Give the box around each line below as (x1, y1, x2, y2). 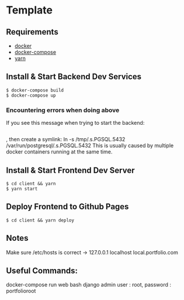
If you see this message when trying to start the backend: (6, 120, 145, 127)
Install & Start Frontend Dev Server (6, 165, 135, 175)
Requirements (6, 27, 58, 37)
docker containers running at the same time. (6, 148, 113, 155)
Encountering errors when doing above (6, 106, 120, 114)
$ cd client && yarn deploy (6, 217, 75, 223)
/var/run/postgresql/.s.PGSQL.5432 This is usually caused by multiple (6, 142, 174, 149)
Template (6, 4, 53, 17)
